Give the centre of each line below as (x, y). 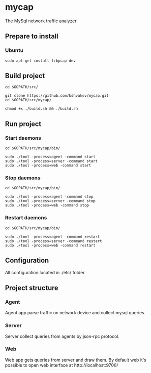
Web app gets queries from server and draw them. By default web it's (76, 360)
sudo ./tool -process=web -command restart (50, 245)
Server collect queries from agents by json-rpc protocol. (62, 336)
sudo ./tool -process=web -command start (48, 166)
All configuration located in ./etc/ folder (45, 272)
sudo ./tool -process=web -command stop (47, 206)
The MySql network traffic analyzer (41, 21)
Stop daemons (23, 178)
